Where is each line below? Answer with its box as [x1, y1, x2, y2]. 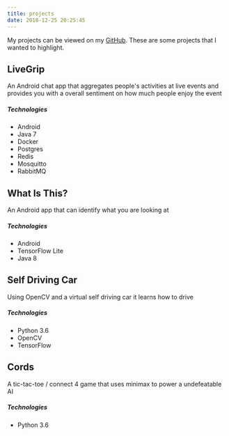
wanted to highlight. [7, 43, 65, 52]
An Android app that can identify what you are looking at [7, 206, 169, 215]
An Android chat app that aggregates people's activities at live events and [7, 81, 219, 91]
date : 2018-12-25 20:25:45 [7, 17, 86, 24]
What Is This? [7, 187, 68, 199]
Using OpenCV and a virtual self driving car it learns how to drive [7, 293, 194, 301]
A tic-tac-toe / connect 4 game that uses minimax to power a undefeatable [7, 380, 222, 388]
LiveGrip [7, 63, 45, 75]
